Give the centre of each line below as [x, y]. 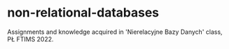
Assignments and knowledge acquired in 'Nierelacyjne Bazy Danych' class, [115, 32]
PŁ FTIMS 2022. [31, 39]
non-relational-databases [83, 13]
